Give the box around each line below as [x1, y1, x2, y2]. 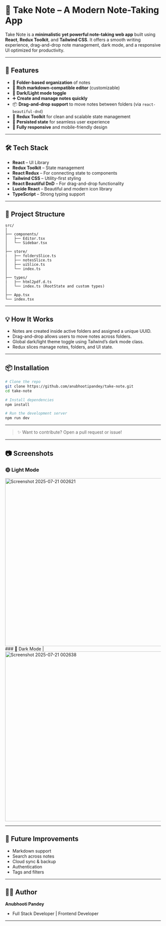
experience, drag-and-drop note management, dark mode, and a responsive [5, 42, 161, 48]
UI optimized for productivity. [5, 47, 65, 53]
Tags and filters [12, 869, 44, 875]
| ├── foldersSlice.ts [5, 253, 56, 258]
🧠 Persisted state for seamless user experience [12, 119, 110, 124]
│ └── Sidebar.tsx [5, 241, 48, 246]
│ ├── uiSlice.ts [5, 262, 45, 267]
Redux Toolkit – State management [12, 165, 84, 171]
